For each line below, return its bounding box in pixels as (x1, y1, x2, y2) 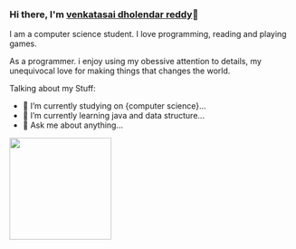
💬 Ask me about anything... (22, 120, 124, 130)
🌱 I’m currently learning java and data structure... (22, 110, 205, 121)
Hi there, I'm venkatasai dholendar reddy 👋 (9, 8, 199, 21)
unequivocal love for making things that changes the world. (9, 65, 231, 76)
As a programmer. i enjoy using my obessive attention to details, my (9, 56, 263, 67)
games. (9, 38, 38, 49)
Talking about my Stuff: (9, 83, 97, 94)
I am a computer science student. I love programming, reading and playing (9, 29, 287, 40)
